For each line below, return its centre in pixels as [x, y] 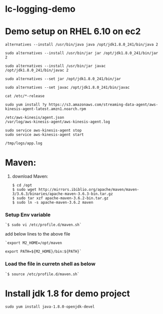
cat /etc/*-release [25, 96]
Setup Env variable [28, 214]
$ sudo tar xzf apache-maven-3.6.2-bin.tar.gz [60, 198]
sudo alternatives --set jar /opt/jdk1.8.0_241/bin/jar [63, 79]
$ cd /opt [22, 185]
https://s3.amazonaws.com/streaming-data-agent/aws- [103, 105]
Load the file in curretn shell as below [50, 264]
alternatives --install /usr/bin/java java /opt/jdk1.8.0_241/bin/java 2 [82, 45]
